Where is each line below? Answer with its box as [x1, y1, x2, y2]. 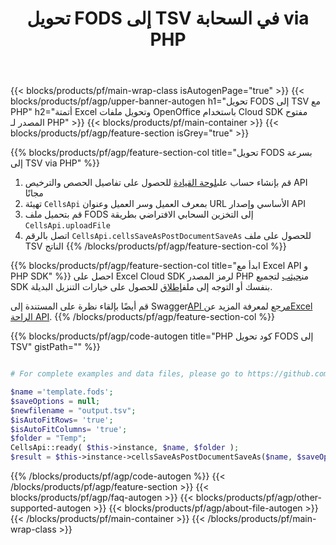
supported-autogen [10, 502, 92, 514]
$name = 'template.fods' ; [10, 387, 114, 397]
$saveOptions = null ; [10, 396, 101, 406]
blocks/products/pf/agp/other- [195, 492, 322, 504]
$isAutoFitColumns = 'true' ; [10, 424, 128, 434]
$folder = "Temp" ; [10, 433, 87, 444]
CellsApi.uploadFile [24, 221, 111, 231]
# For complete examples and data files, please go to [10, 369, 244, 379]
